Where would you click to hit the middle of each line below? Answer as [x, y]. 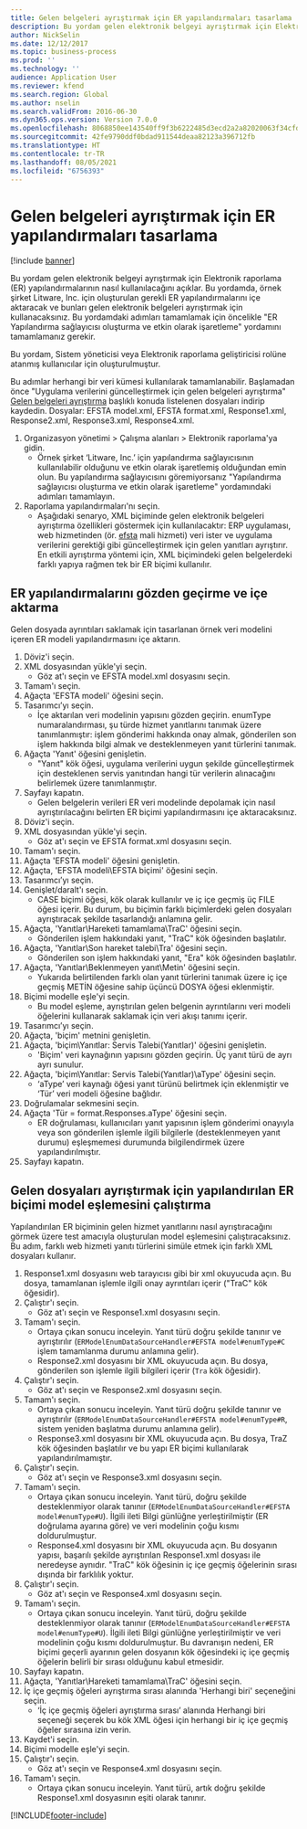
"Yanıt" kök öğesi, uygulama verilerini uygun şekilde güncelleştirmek [165, 764]
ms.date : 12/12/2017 [50, 43]
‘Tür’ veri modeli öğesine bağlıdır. [100, 1094]
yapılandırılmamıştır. [75, 1457]
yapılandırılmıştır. [69, 1152]
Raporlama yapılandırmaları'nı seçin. [92, 506]
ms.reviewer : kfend [47, 86]
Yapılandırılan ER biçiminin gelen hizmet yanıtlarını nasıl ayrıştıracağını [141, 1226]
